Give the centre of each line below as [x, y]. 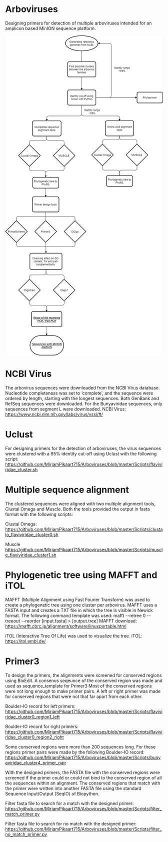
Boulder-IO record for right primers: [42, 726]
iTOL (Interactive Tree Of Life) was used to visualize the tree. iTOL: [74, 635]
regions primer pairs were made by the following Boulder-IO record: [75, 752]
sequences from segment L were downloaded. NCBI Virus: [66, 409]
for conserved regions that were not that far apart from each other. [74, 696]
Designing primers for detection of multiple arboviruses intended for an [78, 23]
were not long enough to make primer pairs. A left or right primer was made [83, 691]
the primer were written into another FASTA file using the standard [73, 788]
